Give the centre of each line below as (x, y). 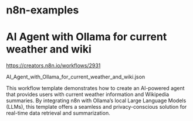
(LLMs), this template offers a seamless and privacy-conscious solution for (97, 107)
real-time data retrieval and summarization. (58, 113)
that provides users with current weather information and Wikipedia (88, 95)
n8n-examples (43, 10)
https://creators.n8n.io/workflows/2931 (53, 65)
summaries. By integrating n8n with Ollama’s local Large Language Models (96, 101)
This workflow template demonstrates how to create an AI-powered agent (95, 88)
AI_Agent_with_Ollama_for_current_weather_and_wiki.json (76, 77)
